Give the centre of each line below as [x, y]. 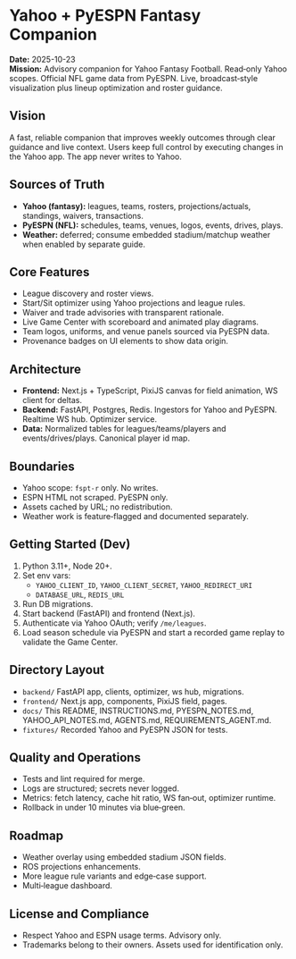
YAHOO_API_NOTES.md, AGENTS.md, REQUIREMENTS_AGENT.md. [147, 719]
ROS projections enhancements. [81, 867]
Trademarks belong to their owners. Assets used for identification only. [152, 945]
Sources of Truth [57, 185]
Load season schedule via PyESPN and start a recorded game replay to [153, 632]
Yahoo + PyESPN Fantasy [105, 16]
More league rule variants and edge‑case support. [114, 876]
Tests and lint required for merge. [83, 779]
